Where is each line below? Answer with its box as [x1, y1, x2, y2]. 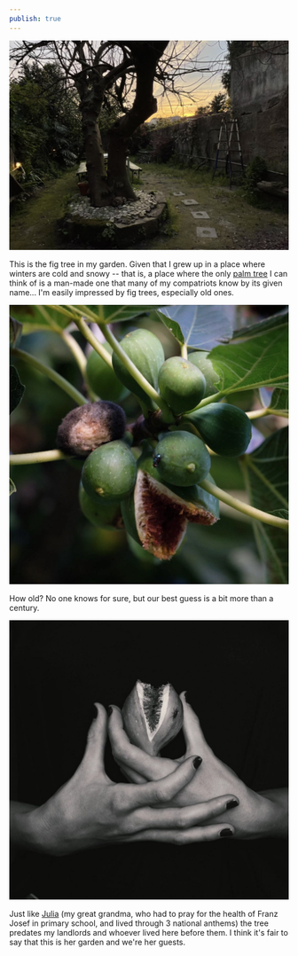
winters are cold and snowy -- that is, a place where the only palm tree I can [9, 268, 288, 278]
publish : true [9, 14, 62, 23]
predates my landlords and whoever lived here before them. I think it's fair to [9, 927, 288, 937]
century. [9, 602, 40, 613]
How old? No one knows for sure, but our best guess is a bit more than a [9, 592, 274, 603]
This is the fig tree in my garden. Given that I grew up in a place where [9, 258, 266, 270]
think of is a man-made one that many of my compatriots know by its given [9, 278, 283, 288]
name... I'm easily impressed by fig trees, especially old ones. [9, 286, 235, 297]
